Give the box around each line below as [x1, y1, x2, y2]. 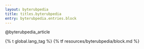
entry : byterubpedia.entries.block [5, 16, 77, 21]
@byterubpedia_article [5, 29, 50, 35]
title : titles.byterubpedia [5, 12, 62, 16]
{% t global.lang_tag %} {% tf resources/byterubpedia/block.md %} [5, 38, 140, 44]
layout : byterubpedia [5, 7, 49, 12]
